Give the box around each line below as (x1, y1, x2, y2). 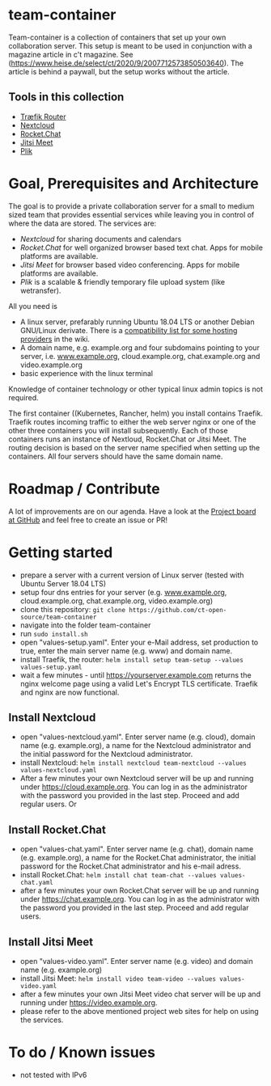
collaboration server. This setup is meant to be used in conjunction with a (8, 40, 252, 50)
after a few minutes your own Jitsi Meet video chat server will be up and (19, 989, 261, 999)
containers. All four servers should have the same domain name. (8, 451, 223, 461)
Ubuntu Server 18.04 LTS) (19, 578, 107, 588)
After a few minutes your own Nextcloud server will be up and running (19, 774, 254, 784)
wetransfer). (19, 285, 61, 295)
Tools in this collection (8, 91, 125, 104)
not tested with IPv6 (19, 1070, 87, 1080)
